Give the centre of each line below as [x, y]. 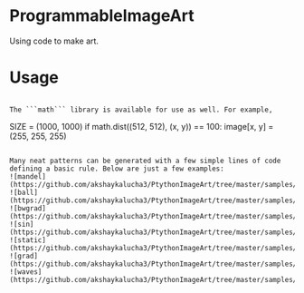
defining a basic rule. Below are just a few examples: [117, 169]
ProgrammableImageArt [102, 16]
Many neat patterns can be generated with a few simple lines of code [145, 161]
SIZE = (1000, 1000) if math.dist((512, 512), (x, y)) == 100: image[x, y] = [142, 126]
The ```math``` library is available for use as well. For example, [141, 110]
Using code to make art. [54, 41]
